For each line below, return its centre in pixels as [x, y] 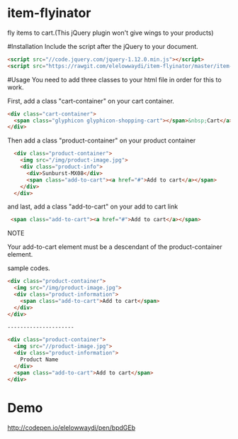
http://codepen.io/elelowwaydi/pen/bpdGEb [72, 428]
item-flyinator [49, 13]
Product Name [39, 360]
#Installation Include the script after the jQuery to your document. [103, 46]
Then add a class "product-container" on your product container [102, 140]
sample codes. [29, 268]
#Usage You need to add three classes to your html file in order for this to [114, 79]
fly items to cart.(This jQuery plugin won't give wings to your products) [110, 33]
